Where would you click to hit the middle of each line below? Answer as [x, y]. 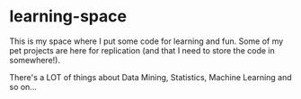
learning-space [68, 16]
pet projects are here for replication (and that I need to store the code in [142, 50]
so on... [23, 87]
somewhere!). [35, 60]
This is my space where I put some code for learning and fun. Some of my [146, 41]
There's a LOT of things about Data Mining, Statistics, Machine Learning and [150, 77]
